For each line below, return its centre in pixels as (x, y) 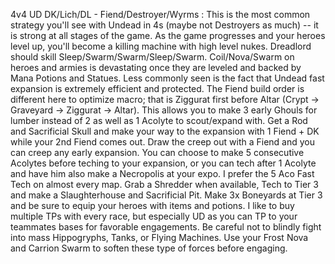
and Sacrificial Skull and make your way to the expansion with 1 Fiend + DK (165, 131)
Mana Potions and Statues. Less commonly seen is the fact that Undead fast (167, 78)
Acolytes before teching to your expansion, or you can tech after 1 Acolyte (163, 163)
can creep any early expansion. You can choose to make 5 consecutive (157, 152)
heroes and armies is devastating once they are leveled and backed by (156, 67)
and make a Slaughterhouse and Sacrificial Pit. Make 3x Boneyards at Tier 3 (166, 195)
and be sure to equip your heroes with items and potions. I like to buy (152, 205)
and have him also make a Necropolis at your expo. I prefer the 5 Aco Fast (162, 173)
